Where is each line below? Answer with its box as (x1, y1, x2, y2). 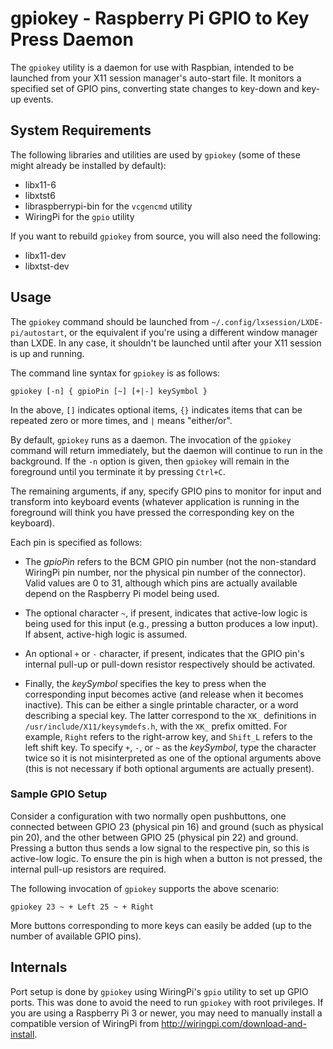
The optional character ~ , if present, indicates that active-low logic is (24, 607, 308, 619)
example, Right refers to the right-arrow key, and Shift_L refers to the (24, 730, 313, 742)
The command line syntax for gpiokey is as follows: (10, 367, 221, 379)
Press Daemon (10, 28, 134, 51)
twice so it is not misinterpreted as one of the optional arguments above (24, 752, 322, 764)
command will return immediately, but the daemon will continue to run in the (10, 444, 323, 456)
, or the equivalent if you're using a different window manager (63, 326, 318, 338)
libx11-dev (24, 249, 67, 261)
